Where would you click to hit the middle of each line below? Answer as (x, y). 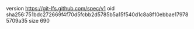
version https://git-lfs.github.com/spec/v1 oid (60, 8)
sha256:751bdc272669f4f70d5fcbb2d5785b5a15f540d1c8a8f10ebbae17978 (97, 14)
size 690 (39, 21)
